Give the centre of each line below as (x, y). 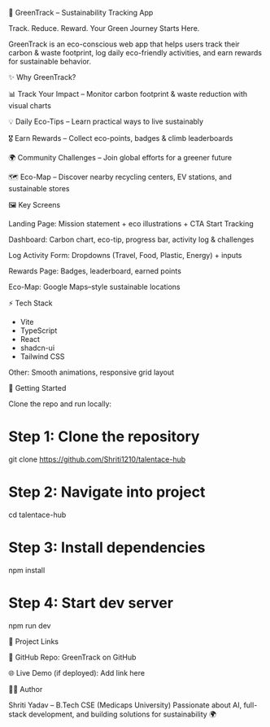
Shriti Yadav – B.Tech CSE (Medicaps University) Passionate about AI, (125, 705)
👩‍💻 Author (26, 689)
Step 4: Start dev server (91, 603)
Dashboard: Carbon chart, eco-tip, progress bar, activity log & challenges (131, 239)
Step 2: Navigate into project (107, 492)
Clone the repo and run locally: (60, 404)
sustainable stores (39, 188)
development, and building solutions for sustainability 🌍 (122, 714)
